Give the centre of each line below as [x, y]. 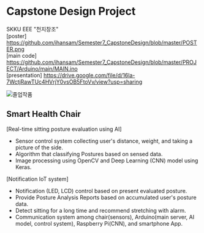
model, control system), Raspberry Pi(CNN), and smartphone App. [99, 223]
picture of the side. [39, 147]
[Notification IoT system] [37, 179]
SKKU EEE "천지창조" [32, 29]
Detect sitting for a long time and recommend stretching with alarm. [100, 210]
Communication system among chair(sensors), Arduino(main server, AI [105, 217]
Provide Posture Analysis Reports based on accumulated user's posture [106, 197]
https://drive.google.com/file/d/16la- [89, 75]
